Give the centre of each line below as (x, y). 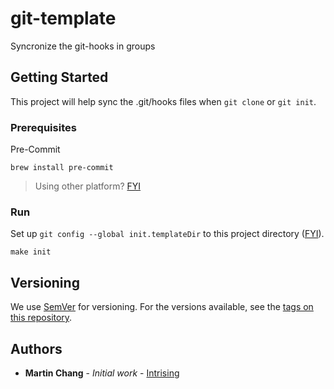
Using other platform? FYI (88, 186)
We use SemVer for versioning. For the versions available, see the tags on (162, 307)
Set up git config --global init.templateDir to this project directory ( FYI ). (167, 234)
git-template (63, 18)
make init (31, 252)
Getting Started (59, 77)
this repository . (41, 318)
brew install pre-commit (62, 168)
